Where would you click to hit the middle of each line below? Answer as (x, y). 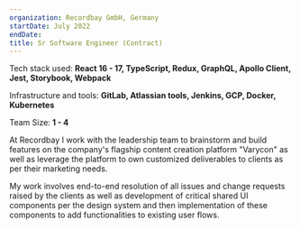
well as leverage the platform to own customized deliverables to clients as (146, 160)
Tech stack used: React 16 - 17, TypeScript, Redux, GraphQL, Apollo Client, (150, 69)
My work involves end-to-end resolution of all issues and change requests (147, 187)
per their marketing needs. (59, 169)
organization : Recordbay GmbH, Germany (84, 18)
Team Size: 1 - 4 (39, 123)
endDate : (26, 34)
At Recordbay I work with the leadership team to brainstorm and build (138, 140)
